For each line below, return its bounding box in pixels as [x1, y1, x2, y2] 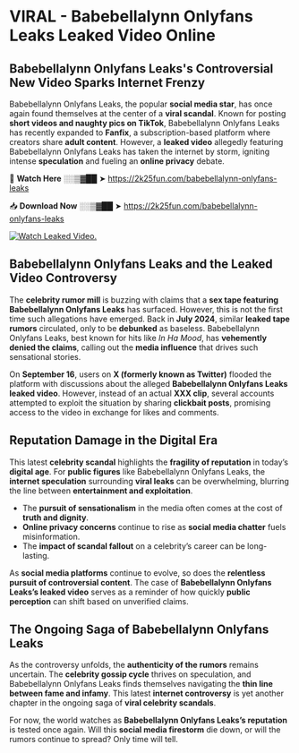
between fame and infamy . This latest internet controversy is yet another [9, 688, 285, 699]
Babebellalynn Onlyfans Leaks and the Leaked [9, 257, 273, 272]
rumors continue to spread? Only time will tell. [9, 734, 179, 745]
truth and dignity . [21, 512, 90, 523]
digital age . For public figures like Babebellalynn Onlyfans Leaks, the [9, 466, 266, 476]
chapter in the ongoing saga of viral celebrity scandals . [9, 697, 217, 708]
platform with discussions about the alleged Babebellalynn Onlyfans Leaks [9, 378, 288, 389]
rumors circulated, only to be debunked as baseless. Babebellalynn [9, 322, 260, 333]
